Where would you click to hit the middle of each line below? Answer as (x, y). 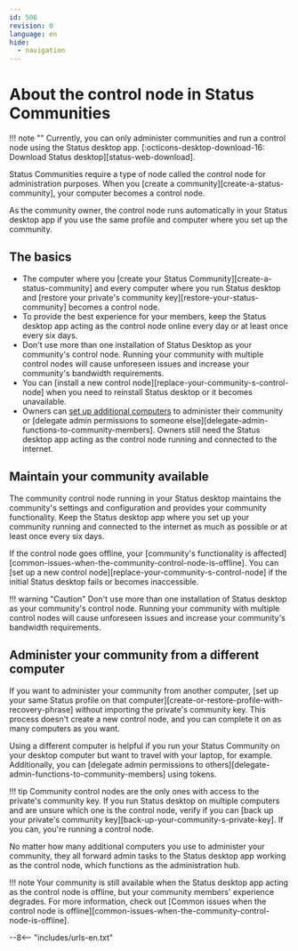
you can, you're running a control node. (81, 829)
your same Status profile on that (68, 700)
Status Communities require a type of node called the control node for (138, 174)
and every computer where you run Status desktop (188, 288)
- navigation (41, 51)
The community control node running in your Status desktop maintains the (145, 498)
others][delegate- (238, 764)
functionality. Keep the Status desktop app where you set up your (129, 517)
